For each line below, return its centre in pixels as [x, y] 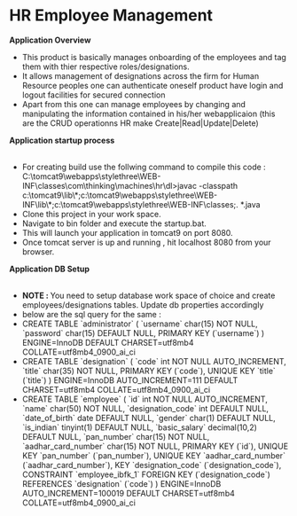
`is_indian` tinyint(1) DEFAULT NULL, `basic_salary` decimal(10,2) [139, 427]
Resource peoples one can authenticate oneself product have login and [152, 85]
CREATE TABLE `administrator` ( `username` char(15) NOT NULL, [140, 324]
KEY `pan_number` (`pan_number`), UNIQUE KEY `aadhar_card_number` [154, 455]
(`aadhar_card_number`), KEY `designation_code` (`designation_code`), [152, 465]
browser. [38, 251]
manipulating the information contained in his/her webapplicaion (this [148, 113]
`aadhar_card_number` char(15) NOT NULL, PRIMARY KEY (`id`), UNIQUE [155, 446]
